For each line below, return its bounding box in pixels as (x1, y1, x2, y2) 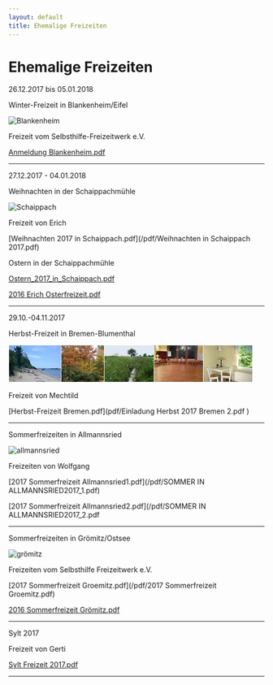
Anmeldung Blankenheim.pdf (8, 147, 106, 158)
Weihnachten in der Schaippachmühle (8, 187, 136, 197)
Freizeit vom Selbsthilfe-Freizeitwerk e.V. (8, 132, 146, 141)
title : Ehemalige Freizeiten (8, 21, 107, 30)
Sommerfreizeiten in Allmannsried (8, 430, 122, 440)
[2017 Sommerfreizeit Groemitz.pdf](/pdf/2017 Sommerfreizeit (8, 581, 217, 591)
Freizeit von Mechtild (8, 391, 79, 401)
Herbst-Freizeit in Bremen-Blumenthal (8, 329, 136, 339)
